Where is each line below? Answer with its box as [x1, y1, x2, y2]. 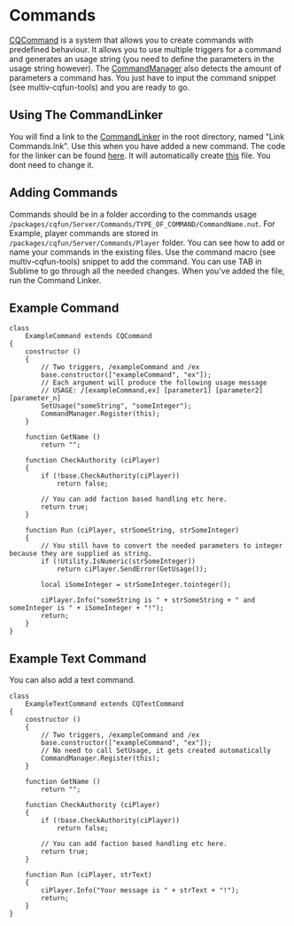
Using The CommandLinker [9, 107, 164, 123]
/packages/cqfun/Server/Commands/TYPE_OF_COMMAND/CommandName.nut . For [9, 218, 276, 229]
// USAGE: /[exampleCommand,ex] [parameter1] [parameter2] [41, 386, 264, 395]
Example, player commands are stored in [9, 227, 159, 238]
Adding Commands [9, 186, 118, 201]
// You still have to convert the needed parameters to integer [41, 542, 283, 550]
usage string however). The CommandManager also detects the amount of [9, 63, 282, 74]
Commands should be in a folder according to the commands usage [9, 209, 258, 219]
